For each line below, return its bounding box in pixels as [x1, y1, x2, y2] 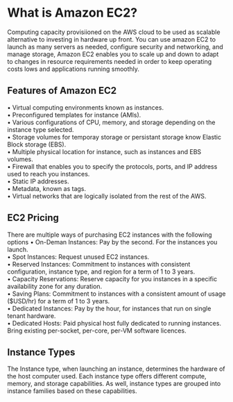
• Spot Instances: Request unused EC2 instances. [7, 252, 150, 261]
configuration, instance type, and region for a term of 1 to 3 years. [7, 267, 196, 276]
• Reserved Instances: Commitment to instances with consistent [7, 260, 191, 268]
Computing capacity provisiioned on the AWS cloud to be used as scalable [7, 28, 221, 36]
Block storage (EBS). [7, 140, 67, 149]
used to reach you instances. [7, 169, 90, 178]
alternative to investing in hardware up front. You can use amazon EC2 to [7, 35, 216, 43]
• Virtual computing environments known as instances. [7, 103, 164, 112]
